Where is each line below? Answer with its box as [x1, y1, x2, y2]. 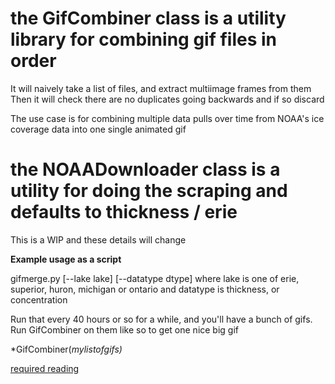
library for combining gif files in [10, 28, 278, 51]
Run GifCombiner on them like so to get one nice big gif [10, 323, 240, 336]
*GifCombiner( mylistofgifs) [10, 343, 123, 355]
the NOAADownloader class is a [10, 158, 281, 181]
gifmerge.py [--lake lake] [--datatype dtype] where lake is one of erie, [10, 272, 300, 284]
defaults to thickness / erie [10, 201, 238, 224]
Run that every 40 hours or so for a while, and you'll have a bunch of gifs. [10, 313, 313, 325]
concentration [10, 293, 68, 306]
